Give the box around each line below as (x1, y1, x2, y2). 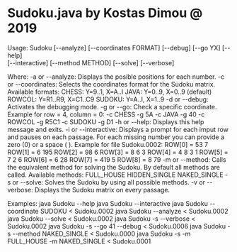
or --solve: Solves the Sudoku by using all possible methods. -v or (12, 177, 206, 186)
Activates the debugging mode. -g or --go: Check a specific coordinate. (7, 102, 217, 111)
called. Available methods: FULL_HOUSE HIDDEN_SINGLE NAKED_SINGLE (7, 170, 224, 179)
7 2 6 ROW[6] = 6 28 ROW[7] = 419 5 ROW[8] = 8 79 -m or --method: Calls (7, 155, 226, 164)
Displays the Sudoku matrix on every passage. (34, 185, 170, 194)
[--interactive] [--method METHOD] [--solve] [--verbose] (7, 58, 175, 67)
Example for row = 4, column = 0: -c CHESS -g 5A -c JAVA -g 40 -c (7, 110, 205, 119)
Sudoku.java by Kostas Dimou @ (7, 5, 203, 21)
